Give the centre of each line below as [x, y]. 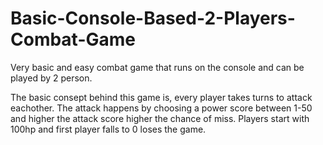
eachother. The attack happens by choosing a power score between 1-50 [161, 108]
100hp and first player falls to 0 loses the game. [108, 129]
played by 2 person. [51, 78]
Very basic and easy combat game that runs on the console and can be [157, 67]
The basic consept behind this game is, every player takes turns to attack [161, 97]
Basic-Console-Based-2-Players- [153, 18]
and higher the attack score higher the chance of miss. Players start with [160, 118]
